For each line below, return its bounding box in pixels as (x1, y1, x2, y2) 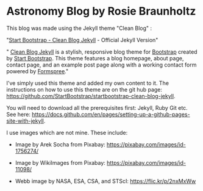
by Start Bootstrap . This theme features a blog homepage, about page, (6, 54, 184, 62)
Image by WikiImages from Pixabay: (15, 159, 105, 166)
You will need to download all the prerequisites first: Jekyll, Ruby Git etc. (6, 104, 188, 111)
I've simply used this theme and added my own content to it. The (6, 79, 169, 87)
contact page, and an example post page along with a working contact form (6, 61, 197, 68)
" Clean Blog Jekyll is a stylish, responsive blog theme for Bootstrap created (6, 48, 198, 56)
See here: (6, 110, 30, 118)
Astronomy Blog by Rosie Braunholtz (6, 4, 196, 18)
